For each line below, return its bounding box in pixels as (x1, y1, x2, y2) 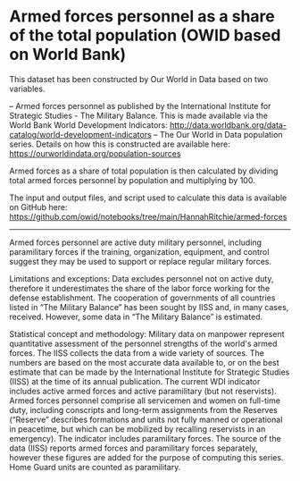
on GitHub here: (9, 201, 68, 212)
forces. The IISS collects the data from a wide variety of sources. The (9, 347, 265, 359)
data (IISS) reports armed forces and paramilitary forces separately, (9, 443, 258, 453)
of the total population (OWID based (9, 25, 281, 46)
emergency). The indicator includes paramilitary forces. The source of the (9, 433, 281, 443)
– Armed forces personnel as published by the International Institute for (9, 100, 271, 111)
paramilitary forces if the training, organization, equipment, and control (9, 246, 270, 257)
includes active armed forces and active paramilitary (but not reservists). (9, 385, 277, 396)
